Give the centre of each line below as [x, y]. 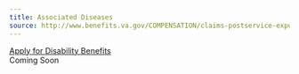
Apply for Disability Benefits [60, 50]
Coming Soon [34, 60]
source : [24, 26]
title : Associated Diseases [61, 17]
